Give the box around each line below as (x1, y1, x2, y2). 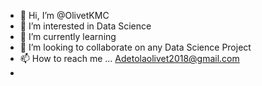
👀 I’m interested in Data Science (19, 20, 152, 32)
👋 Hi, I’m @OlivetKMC (19, 10, 110, 21)
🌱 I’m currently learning (19, 31, 117, 42)
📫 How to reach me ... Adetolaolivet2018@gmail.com (19, 53, 240, 64)
